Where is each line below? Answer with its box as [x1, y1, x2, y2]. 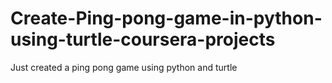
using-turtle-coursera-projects [10, 28, 276, 51]
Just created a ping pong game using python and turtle [10, 61, 238, 73]
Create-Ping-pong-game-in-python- [10, 7, 323, 30]
